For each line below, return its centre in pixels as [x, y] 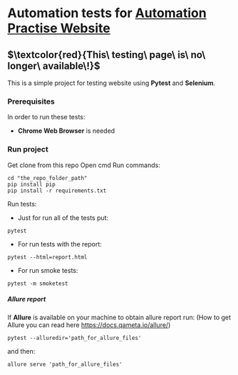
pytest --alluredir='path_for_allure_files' [74, 338]
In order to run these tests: [46, 117]
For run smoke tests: [48, 270]
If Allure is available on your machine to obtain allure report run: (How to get [119, 317]
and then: [21, 351]
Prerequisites [31, 101]
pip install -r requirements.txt [57, 191]
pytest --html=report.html [47, 257]
